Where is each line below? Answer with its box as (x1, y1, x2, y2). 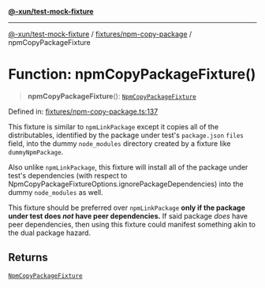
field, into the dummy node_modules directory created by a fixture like (8, 138, 231, 148)
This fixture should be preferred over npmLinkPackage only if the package (8, 203, 246, 212)
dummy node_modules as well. (8, 187, 104, 196)
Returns (8, 251, 49, 264)
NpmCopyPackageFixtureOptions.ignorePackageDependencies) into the (8, 179, 244, 189)
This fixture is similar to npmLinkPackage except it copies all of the (8, 122, 219, 131)
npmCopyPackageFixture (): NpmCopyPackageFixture (27, 91, 197, 101)
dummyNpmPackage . (8, 147, 64, 156)
